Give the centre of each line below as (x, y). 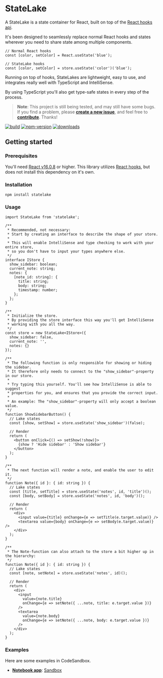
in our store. (20, 376)
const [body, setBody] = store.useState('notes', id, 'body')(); (77, 496)
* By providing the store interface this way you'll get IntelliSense (80, 320)
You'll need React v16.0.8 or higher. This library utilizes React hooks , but (78, 167)
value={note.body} (41, 616)
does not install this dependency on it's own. (50, 172)
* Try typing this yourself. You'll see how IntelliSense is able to (79, 385)
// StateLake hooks (25, 64)
